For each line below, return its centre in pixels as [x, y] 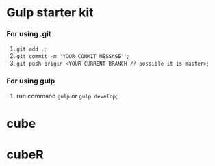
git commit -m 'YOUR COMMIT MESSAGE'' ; [73, 56]
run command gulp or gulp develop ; [67, 96]
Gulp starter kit [50, 13]
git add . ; [31, 49]
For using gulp [31, 81]
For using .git [29, 34]
